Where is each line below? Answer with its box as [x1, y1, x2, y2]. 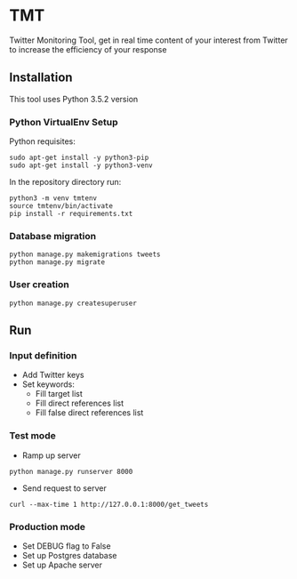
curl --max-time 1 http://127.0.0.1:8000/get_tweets [9, 500, 209, 509]
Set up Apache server [21, 559, 102, 570]
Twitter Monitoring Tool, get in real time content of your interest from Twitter [9, 35, 289, 45]
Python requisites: [9, 136, 76, 147]
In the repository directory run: [9, 177, 122, 188]
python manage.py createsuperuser [9, 299, 138, 308]
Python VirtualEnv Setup [9, 116, 118, 128]
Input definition [9, 349, 77, 361]
